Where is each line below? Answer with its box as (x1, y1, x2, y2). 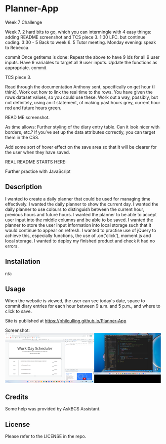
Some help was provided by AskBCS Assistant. (5, 406, 101, 412)
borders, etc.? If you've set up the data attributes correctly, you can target (5, 129, 156, 135)
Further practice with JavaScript (5, 168, 71, 174)
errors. (5, 243, 19, 249)
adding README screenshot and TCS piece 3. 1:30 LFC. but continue (5, 34, 146, 40)
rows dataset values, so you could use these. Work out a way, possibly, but (5, 94, 158, 100)
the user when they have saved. (5, 149, 70, 155)
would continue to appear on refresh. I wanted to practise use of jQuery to (5, 227, 157, 233)
